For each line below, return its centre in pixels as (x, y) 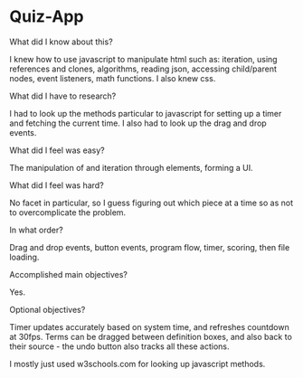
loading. (24, 257)
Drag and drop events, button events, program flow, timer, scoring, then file (150, 247)
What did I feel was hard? (57, 185)
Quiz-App (47, 17)
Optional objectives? (47, 309)
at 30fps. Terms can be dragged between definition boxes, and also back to (151, 336)
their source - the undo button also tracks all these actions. (119, 346)
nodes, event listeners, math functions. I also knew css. (113, 78)
